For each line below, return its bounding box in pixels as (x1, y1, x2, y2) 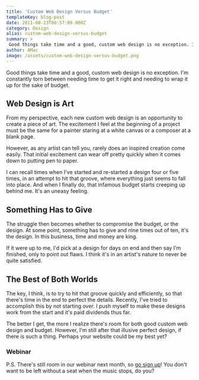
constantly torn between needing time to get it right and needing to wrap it (6, 75, 188, 82)
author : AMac (6, 47, 38, 53)
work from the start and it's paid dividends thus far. (6, 309, 131, 316)
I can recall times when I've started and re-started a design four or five (6, 169, 179, 176)
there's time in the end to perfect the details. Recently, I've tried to (6, 297, 168, 304)
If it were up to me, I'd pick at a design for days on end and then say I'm (6, 244, 181, 252)
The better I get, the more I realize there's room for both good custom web (6, 320, 188, 327)
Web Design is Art (6, 99, 74, 109)
